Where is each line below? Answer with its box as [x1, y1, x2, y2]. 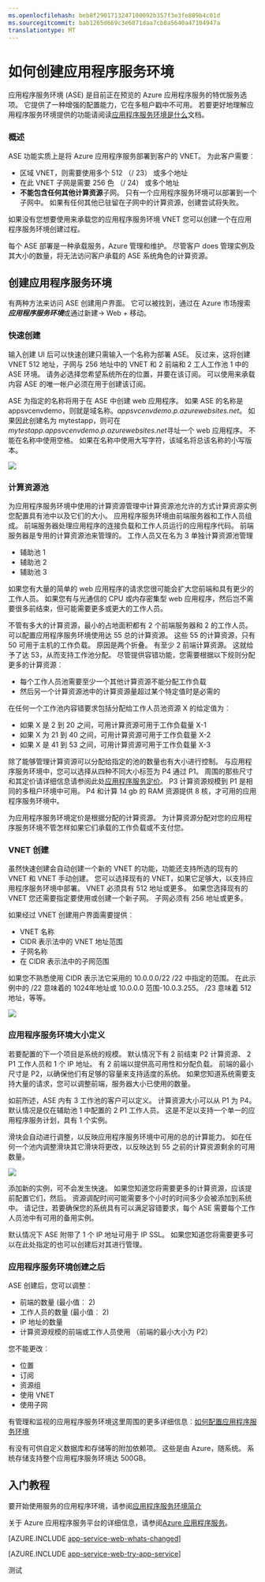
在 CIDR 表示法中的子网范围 [19, 957, 110, 966]
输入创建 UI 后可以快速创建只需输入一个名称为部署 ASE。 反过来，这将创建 [8, 349, 251, 359]
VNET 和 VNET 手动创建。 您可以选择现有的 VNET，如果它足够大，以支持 [8, 874, 247, 883]
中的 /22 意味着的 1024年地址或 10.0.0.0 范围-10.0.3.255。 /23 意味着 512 [14, 984, 252, 993]
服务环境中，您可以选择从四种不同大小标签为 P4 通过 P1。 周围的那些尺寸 [14, 767, 254, 776]
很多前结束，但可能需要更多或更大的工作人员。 [14, 604, 167, 613]
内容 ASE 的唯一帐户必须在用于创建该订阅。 [8, 379, 150, 388]
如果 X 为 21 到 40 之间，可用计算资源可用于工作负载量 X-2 [19, 730, 211, 740]
